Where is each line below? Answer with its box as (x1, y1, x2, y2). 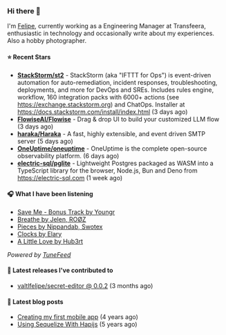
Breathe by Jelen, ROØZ (17, 215, 86, 223)
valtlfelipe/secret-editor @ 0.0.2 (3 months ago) (17, 281, 153, 289)
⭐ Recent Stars (7, 52, 51, 61)
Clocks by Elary (17, 229, 62, 238)
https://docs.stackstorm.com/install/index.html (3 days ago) (17, 107, 188, 116)
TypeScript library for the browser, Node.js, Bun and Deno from (17, 166, 198, 175)
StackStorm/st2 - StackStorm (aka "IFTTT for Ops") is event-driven (17, 70, 211, 79)
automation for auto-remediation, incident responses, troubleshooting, (17, 78, 218, 86)
